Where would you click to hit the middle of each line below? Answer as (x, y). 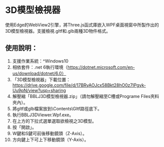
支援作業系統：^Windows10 (40, 61)
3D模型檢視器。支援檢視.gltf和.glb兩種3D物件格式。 (58, 31)
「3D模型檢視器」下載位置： (41, 79)
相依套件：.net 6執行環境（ (40, 67)
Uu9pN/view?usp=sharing (39, 90)
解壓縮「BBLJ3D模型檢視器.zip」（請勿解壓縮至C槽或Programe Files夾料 (86, 96)
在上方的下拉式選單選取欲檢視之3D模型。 (54, 121)
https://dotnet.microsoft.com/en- (101, 67)
